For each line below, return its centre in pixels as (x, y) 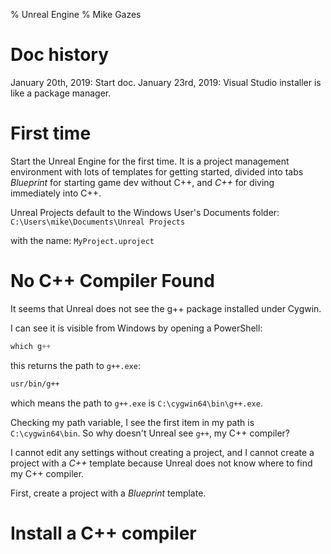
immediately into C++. (56, 193)
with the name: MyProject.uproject (82, 240)
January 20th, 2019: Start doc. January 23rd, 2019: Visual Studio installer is (166, 82)
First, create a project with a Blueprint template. (108, 493)
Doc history (60, 55)
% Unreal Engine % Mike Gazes (76, 14)
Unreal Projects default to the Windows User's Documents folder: (145, 212)
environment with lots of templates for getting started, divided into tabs (157, 171)
